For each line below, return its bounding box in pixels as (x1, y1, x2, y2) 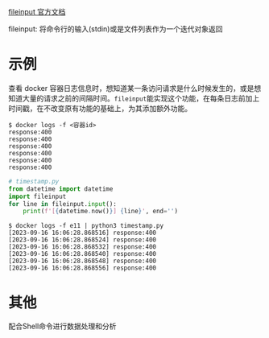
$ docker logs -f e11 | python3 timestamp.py (8, 222, 163, 230)
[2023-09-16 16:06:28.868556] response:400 (8, 264, 157, 272)
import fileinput (8, 192, 67, 200)
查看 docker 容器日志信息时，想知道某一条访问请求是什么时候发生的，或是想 (8, 83, 262, 93)
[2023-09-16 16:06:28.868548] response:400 (8, 257, 157, 266)
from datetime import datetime (8, 184, 114, 193)
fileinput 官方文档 (8, 7, 66, 16)
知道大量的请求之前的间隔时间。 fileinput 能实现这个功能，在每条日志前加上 (8, 93, 260, 103)
